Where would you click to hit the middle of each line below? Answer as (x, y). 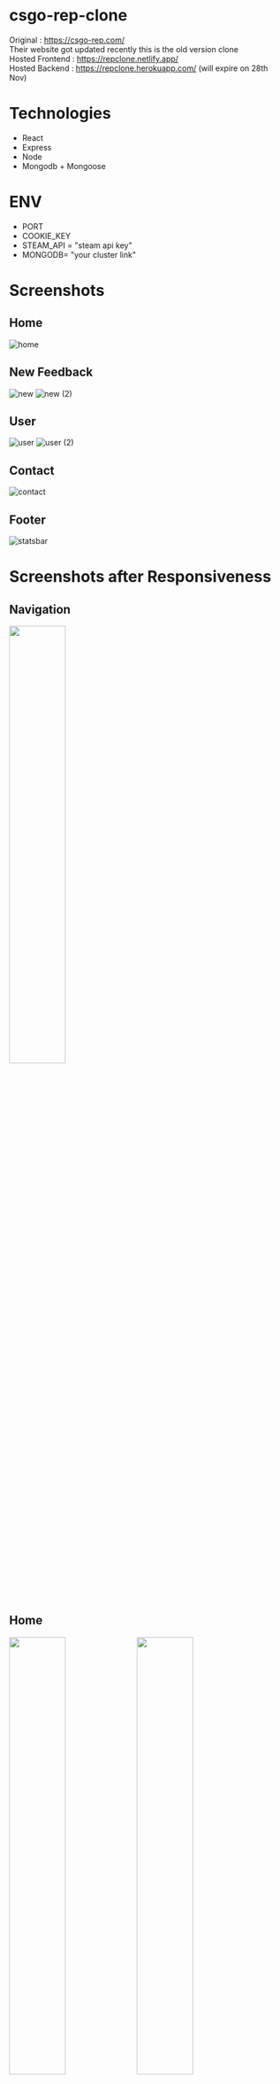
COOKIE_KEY (46, 236)
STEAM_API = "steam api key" (77, 245)
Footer (28, 519)
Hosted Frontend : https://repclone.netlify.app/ (94, 58)
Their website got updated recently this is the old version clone (124, 49)
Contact (32, 470)
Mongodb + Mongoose (64, 166)
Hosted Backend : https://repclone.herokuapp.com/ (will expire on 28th (139, 68)
